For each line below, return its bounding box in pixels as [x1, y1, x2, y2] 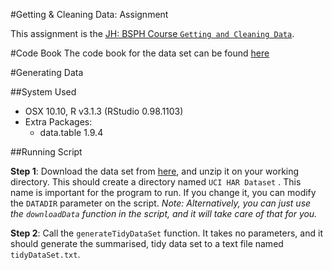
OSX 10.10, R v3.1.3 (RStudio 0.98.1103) [24, 105, 184, 117]
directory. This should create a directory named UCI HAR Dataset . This [10, 176, 302, 188]
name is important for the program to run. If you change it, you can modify [10, 187, 317, 198]
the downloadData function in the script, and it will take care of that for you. [10, 208, 318, 219]
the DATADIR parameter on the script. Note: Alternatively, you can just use [10, 197, 312, 209]
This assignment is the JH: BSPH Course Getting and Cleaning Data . [10, 28, 295, 39]
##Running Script [10, 146, 83, 158]
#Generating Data [10, 67, 84, 78]
